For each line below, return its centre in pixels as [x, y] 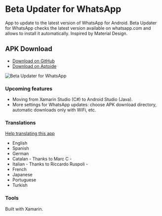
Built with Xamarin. [24, 209]
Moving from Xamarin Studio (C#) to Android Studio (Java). [72, 100]
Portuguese [24, 180]
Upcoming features [29, 89]
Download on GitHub [34, 61]
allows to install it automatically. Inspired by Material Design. [66, 33]
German [20, 154]
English [20, 143]
